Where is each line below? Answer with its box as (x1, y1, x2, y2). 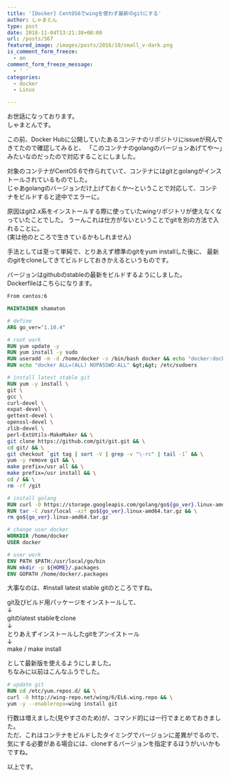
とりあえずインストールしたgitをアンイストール (7, 630, 140, 638)
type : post (7, 23, 38, 29)
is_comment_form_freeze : (7, 49, 78, 56)
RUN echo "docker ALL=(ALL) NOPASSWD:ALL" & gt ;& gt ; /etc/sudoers (7, 362, 197, 369)
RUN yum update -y (7, 343, 60, 349)
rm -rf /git (7, 482, 41, 489)
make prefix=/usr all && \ (7, 463, 84, 470)
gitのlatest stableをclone (7, 614, 77, 622)
